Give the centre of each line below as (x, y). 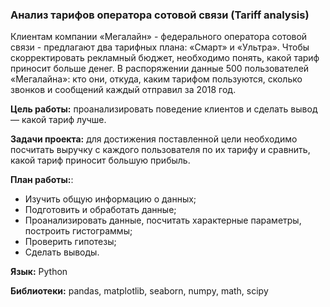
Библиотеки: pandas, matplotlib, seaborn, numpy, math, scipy (139, 291)
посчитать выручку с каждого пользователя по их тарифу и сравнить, (160, 150)
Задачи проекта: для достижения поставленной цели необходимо (154, 139)
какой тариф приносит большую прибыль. (100, 160)
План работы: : (42, 180)
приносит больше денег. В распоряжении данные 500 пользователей (160, 69)
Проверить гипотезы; (70, 242)
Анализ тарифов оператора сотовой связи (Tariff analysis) (160, 15)
